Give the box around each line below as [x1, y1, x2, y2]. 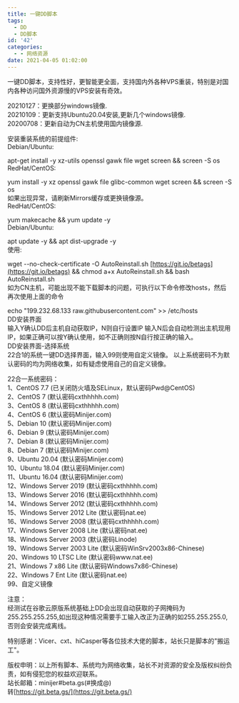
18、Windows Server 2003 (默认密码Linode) [7, 535, 138, 543]
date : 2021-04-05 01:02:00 [7, 57, 88, 64]
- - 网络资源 [14, 51, 49, 58]
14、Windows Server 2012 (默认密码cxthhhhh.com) [7, 499, 158, 508]
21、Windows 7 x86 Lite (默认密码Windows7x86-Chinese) [7, 561, 178, 570]
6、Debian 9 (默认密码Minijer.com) [7, 428, 110, 436]
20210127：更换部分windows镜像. [7, 101, 108, 110]
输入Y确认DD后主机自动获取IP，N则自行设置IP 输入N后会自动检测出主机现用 [7, 324, 231, 332]
